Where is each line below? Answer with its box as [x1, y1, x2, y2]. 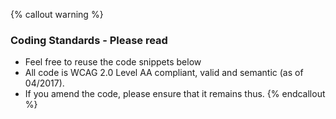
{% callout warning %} [10, 9, 104, 20]
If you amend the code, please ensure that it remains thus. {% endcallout [24, 88, 326, 100]
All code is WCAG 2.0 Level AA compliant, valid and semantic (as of [24, 67, 304, 79]
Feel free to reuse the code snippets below [24, 56, 202, 68]
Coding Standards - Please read [10, 33, 168, 47]
